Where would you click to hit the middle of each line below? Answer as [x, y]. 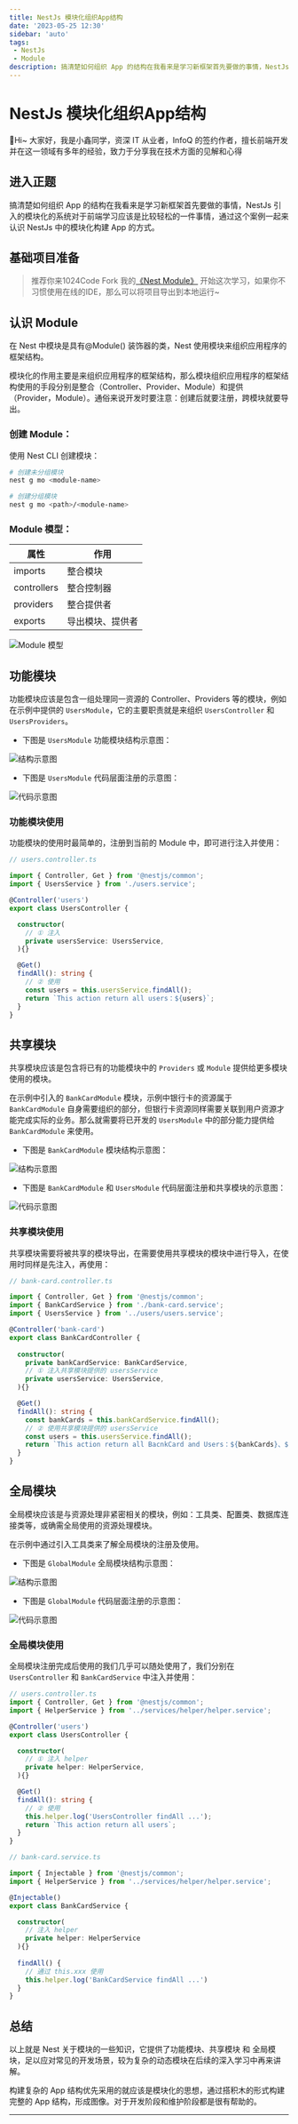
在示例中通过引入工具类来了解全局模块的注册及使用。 [106, 1544]
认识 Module [43, 322]
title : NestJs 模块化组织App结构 [66, 17]
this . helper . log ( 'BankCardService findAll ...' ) [117, 1980]
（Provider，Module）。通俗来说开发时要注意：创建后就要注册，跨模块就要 [145, 398]
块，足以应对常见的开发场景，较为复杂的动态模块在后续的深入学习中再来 [141, 2060]
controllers [36, 587]
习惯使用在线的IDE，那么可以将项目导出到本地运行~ [125, 292]
